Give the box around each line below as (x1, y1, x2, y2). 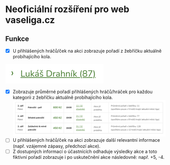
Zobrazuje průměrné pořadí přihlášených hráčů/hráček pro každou (12, 89, 153, 95)
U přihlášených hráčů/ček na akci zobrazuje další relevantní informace (12, 137, 160, 143)
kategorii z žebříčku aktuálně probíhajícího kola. (12, 95, 113, 101)
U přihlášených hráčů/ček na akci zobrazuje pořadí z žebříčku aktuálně (12, 48, 162, 54)
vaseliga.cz (5, 14, 55, 26)
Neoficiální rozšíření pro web (5, 4, 130, 15)
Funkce (5, 34, 30, 43)
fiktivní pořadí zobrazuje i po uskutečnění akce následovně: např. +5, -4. (12, 154, 164, 160)
